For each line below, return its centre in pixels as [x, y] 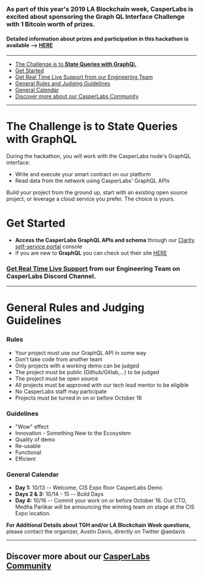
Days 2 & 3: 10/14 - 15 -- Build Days [59, 494]
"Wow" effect [32, 427]
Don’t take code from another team [59, 359]
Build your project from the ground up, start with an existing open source [97, 193]
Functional [28, 452]
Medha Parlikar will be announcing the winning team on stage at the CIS [105, 507]
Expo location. [33, 513]
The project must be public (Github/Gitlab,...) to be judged [87, 372]
